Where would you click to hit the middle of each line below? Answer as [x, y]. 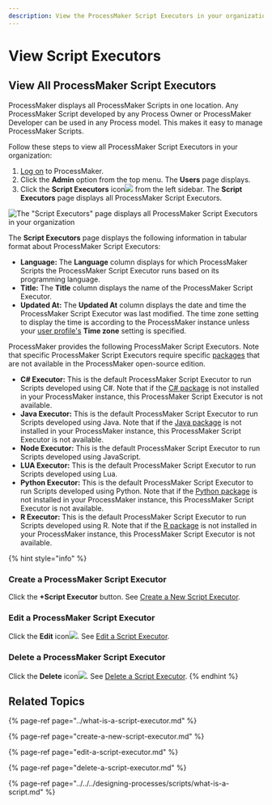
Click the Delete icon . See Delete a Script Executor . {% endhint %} [123, 676]
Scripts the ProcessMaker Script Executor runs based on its [120, 270]
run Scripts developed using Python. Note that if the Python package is [138, 491]
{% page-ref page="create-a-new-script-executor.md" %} [106, 736]
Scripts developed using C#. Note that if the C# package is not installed [140, 388]
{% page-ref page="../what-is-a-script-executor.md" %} [103, 721]
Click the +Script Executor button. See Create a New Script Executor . [124, 596]
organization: [30, 155]
